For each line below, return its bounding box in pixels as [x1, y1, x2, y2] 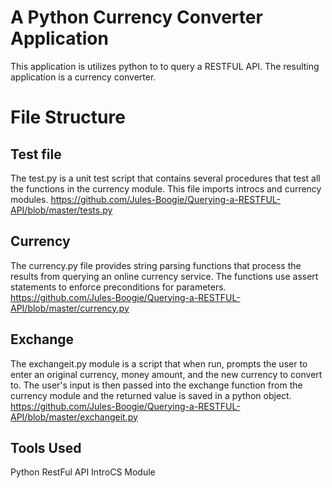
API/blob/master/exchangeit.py [10, 411, 138, 423]
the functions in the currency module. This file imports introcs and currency [10, 182, 322, 195]
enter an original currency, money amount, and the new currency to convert [10, 368, 323, 380]
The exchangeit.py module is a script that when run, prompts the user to [10, 357, 308, 370]
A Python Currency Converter [10, 6, 263, 29]
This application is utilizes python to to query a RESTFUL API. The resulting [10, 60, 320, 72]
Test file [10, 146, 62, 163]
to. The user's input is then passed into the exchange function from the [10, 379, 303, 391]
